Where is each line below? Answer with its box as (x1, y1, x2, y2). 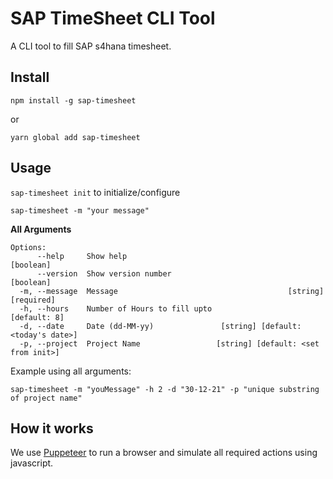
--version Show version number (36, 268, 172, 279)
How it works (10, 420, 94, 437)
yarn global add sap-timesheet (10, 132, 141, 142)
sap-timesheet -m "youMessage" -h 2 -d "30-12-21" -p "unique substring (10, 384, 320, 394)
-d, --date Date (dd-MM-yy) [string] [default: (19, 321, 302, 331)
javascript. (10, 457, 54, 469)
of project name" (10, 393, 83, 403)
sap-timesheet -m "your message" (10, 205, 150, 216)
